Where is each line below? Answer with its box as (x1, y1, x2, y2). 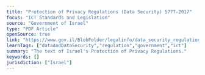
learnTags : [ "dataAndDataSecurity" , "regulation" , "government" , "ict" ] (6, 43, 187, 49)
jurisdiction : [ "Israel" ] (6, 59, 72, 65)
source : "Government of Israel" (6, 20, 88, 26)
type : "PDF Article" (6, 25, 59, 32)
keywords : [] (6, 54, 40, 60)
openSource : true (6, 31, 51, 37)
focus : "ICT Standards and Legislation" (6, 15, 111, 21)
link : (6, 37, 20, 43)
